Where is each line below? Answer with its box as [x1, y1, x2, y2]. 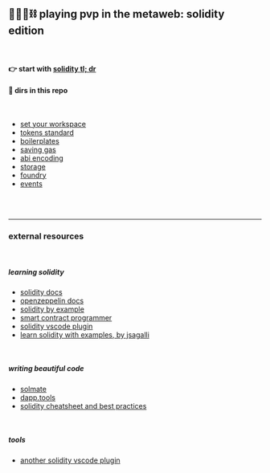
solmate [19, 384, 47, 393]
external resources [8, 230, 84, 242]
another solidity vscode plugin [19, 455, 121, 465]
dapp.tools [19, 393, 56, 402]
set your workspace [19, 119, 87, 128]
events [19, 178, 43, 188]
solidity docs [19, 287, 63, 296]
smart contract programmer [19, 312, 112, 322]
